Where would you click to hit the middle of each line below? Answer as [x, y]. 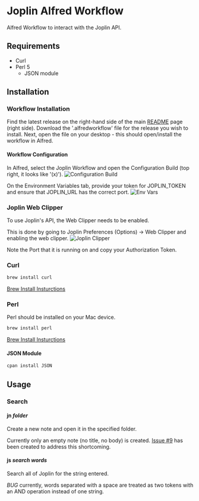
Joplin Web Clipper [35, 207]
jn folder [18, 416]
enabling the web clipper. [38, 238]
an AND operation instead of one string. [56, 491]
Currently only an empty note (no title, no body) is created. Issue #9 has [95, 440]
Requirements [33, 46]
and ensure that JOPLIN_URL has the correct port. [68, 192]
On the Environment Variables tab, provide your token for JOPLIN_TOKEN [96, 185]
